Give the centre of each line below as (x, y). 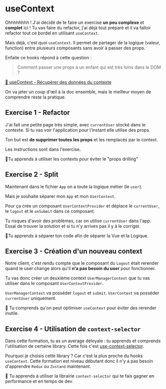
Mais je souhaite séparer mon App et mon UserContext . (60, 196)
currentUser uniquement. (31, 298)
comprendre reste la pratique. (35, 97)
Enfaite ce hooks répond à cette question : (48, 57)
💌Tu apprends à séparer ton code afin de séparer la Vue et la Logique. (77, 236)
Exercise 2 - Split (32, 175)
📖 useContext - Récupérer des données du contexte (58, 82)
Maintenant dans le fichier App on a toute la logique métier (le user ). (74, 187)
